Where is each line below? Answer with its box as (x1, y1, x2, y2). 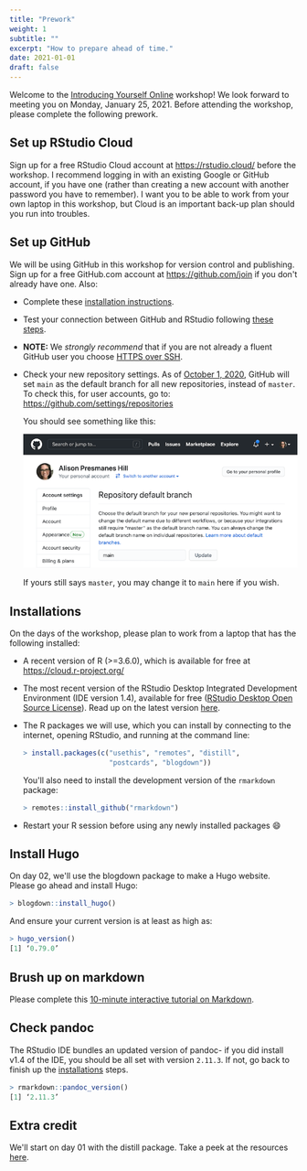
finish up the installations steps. (9, 1064, 129, 1075)
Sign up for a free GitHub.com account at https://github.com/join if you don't (9, 268, 298, 279)
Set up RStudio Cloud (9, 135, 133, 151)
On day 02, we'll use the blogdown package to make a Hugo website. (9, 870, 271, 882)
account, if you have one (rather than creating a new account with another (9, 178, 290, 189)
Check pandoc (9, 1020, 94, 1036)
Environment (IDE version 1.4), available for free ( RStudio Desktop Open (22, 693, 293, 704)
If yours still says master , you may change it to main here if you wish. (22, 577, 280, 588)
